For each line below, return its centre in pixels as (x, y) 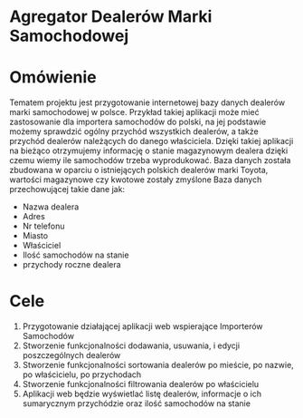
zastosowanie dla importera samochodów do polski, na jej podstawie (138, 122)
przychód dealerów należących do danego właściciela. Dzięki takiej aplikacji (151, 141)
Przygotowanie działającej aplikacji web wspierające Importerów (143, 326)
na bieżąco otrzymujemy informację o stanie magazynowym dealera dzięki (149, 151)
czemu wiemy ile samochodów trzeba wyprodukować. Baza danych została (150, 160)
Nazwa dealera (51, 207)
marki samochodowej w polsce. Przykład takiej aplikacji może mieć (134, 112)
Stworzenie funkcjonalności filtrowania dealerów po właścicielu (141, 384)
